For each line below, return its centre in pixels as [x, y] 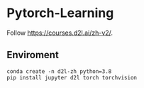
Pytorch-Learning [60, 13]
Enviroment [33, 55]
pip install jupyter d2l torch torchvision [72, 77]
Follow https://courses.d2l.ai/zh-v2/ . [60, 33]
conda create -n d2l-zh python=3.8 [59, 71]
